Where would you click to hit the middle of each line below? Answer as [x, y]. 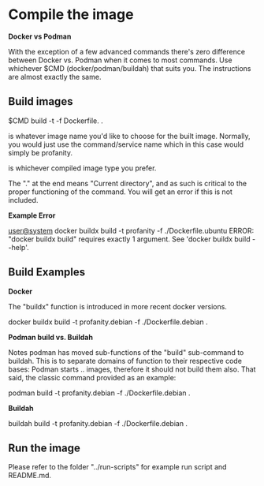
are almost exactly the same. [55, 77]
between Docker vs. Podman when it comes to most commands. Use [120, 60]
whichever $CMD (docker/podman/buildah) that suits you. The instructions [130, 68]
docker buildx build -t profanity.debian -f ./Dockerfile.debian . [108, 322]
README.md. [30, 476]
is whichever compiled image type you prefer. [82, 168]
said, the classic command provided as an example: [92, 377]
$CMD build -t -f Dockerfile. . [56, 121]
